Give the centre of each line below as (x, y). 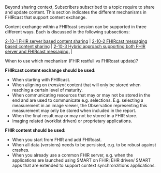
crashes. (21, 150)
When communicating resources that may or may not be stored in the (81, 95)
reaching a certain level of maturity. (47, 90)
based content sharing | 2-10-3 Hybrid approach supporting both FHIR (75, 46)
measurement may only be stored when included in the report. (74, 110)
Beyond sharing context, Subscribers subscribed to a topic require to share (80, 7)
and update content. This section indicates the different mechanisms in (76, 12)
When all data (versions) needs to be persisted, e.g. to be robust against (84, 145)
